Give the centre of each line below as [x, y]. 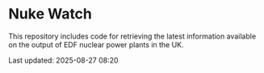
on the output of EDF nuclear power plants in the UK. [96, 44]
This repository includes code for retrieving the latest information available [132, 36]
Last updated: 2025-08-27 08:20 [63, 60]
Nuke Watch [50, 14]
